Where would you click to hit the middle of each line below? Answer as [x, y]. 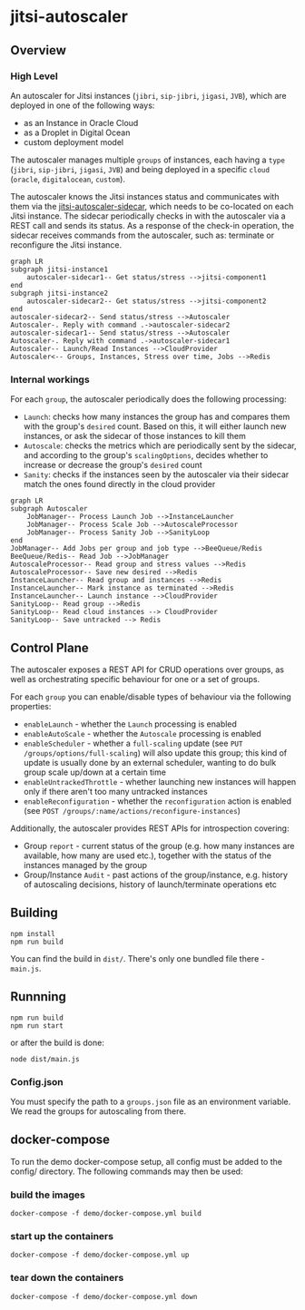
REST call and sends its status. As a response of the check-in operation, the [152, 225]
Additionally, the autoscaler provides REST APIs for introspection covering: [150, 828]
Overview [39, 50]
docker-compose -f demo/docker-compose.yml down [104, 1296]
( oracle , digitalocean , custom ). [68, 179]
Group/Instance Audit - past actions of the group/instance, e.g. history [156, 875]
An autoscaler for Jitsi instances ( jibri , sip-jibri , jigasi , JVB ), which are [148, 95]
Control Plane [49, 647]
